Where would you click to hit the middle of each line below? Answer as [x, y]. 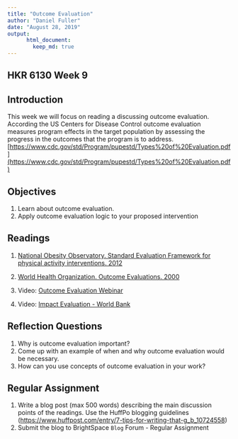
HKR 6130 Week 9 [48, 75]
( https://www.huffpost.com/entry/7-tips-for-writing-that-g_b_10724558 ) [123, 420]
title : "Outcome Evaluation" [50, 14]
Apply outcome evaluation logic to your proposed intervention [108, 216]
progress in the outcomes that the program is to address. [90, 139]
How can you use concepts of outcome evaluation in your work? [112, 366]
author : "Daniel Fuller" [44, 21]
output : [19, 34]
